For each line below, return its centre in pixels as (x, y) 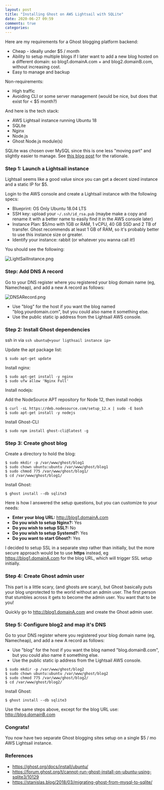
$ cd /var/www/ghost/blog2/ (34, 682)
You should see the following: (35, 249)
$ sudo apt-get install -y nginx (39, 377)
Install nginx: (18, 368)
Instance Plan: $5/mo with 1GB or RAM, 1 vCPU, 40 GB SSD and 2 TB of (84, 224)
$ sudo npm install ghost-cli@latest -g (47, 431)
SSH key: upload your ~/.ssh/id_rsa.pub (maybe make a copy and (79, 214)
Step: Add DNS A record (34, 271)
